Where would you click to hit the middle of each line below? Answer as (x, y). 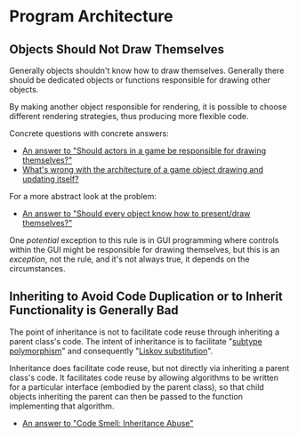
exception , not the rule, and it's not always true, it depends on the (129, 259)
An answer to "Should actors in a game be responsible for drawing (144, 150)
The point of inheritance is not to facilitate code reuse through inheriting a (145, 332)
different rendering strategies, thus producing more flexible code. (129, 116)
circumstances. (37, 268)
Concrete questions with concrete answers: (89, 134)
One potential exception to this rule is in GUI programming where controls (144, 240)
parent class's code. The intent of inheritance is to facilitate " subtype (136, 341)
